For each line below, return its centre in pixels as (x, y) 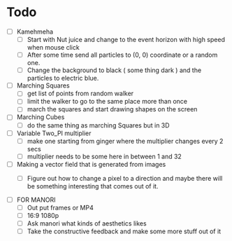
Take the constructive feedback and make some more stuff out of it (124, 231)
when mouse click (53, 48)
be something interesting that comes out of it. (93, 186)
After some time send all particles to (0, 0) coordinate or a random (122, 55)
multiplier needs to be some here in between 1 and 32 (104, 156)
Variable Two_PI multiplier (54, 133)
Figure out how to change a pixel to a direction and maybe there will (125, 178)
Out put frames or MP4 (60, 207)
